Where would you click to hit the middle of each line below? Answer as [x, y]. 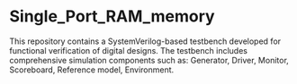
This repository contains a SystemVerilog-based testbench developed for [145, 41]
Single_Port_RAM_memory [112, 17]
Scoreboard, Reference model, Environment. [92, 70]
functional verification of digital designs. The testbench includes [128, 50]
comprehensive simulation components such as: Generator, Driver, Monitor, [149, 60]
